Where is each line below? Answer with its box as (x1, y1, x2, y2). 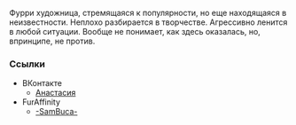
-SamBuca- (35, 106, 78, 117)
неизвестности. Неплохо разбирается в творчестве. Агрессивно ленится (9, 17, 288, 27)
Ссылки (9, 58, 46, 70)
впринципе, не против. (9, 35, 96, 46)
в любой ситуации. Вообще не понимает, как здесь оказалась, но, (9, 27, 261, 36)
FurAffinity (21, 97, 60, 107)
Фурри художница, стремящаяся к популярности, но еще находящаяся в (9, 8, 287, 18)
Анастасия (35, 88, 76, 98)
